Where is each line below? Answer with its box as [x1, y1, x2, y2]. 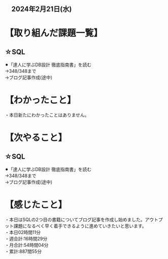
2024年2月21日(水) [11, 5, 72, 14]
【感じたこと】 [5, 199, 68, 210]
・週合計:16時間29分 [5, 236, 48, 242]
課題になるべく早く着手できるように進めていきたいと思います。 [13, 223, 147, 229]
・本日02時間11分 [5, 229, 41, 236]
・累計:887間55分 [5, 248, 42, 254]
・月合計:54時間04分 [5, 242, 49, 248]
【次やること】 [5, 132, 68, 143]
